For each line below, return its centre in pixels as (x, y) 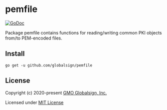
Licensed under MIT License (34, 102)
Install (15, 54)
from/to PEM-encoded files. (34, 38)
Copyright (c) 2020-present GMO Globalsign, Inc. (56, 92)
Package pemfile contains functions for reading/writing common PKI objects (83, 32)
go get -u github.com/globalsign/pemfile (49, 65)
